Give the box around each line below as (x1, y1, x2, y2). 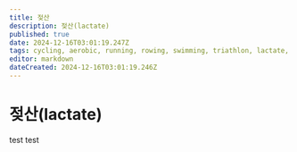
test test (9, 134, 40, 145)
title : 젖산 (9, 13, 51, 22)
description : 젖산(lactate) (9, 21, 110, 30)
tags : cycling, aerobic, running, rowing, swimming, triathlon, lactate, (9, 46, 290, 55)
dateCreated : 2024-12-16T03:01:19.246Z (9, 63, 158, 72)
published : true (9, 30, 70, 38)
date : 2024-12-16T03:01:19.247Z (9, 38, 129, 47)
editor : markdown (9, 55, 74, 63)
